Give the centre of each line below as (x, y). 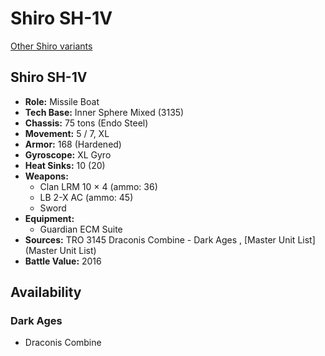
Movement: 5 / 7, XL (67, 133)
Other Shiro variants (51, 46)
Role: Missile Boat (62, 101)
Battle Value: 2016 (63, 261)
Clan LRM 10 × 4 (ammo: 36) (98, 186)
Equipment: (49, 218)
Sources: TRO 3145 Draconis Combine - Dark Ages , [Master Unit (160, 239)
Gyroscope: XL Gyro (68, 154)
